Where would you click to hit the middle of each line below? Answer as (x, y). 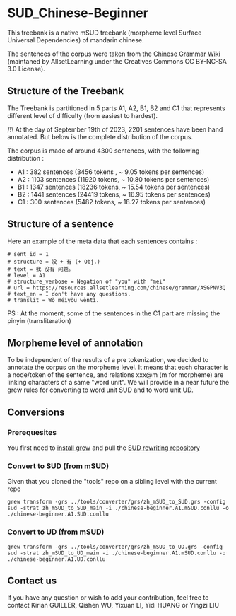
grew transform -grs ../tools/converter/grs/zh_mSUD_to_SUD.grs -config (117, 502)
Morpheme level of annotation (75, 343)
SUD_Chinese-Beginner (78, 13)
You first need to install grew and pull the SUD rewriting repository (104, 448)
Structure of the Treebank (65, 91)
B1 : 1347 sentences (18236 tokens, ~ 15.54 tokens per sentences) (114, 187)
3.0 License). (26, 69)
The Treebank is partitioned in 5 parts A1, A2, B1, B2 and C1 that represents (117, 108)
